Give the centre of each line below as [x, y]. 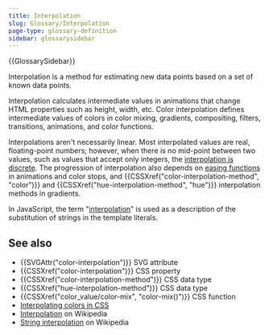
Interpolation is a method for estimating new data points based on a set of [131, 77]
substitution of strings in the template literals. [83, 217]
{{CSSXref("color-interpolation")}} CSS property [100, 271]
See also [30, 243]
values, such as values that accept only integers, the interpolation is [121, 159]
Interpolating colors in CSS [64, 305]
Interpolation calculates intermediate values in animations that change [124, 101]
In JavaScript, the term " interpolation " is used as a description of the [122, 209]
